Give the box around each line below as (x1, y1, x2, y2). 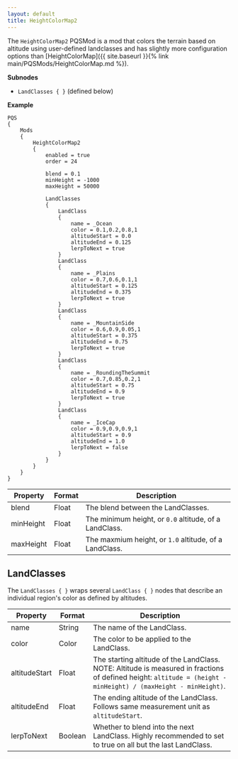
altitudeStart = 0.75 (70, 382, 135, 389)
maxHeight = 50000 (45, 183, 100, 190)
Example (7, 100, 34, 109)
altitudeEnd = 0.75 (70, 338, 129, 345)
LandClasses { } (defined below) (17, 87, 114, 95)
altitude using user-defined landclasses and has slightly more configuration (7, 44, 228, 53)
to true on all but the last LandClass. (93, 740, 212, 750)
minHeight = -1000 (45, 176, 100, 183)
